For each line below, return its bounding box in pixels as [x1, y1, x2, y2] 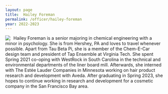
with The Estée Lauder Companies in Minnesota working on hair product [5, 67, 155, 73]
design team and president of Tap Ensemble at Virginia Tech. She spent [5, 51, 153, 57]
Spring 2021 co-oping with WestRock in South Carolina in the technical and [5, 56, 161, 63]
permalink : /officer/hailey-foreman [5, 17, 82, 22]
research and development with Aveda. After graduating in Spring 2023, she [5, 72, 163, 78]
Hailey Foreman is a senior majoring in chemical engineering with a [13, 35, 152, 41]
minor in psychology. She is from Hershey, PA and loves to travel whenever [5, 41, 161, 47]
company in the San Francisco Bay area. [5, 83, 89, 89]
